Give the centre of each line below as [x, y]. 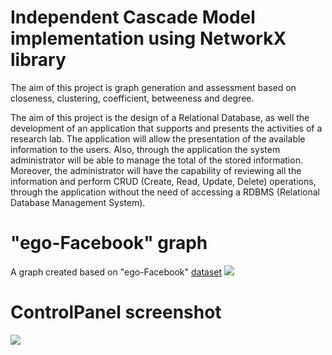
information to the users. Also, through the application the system [145, 149]
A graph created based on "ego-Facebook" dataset [116, 272]
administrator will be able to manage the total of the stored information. [156, 160]
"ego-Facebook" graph [109, 243]
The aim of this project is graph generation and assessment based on [153, 87]
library [38, 60]
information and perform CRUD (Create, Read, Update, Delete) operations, [163, 181]
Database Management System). [78, 202]
